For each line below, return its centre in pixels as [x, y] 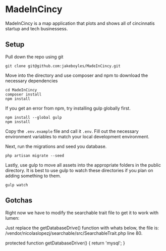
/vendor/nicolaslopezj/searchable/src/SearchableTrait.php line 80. [74, 233]
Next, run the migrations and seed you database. [56, 146]
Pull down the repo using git [34, 57]
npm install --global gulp [34, 117]
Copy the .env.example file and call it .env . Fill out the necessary [72, 131]
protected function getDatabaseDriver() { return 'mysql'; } [65, 243]
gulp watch [17, 185]
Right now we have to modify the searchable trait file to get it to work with [82, 213]
